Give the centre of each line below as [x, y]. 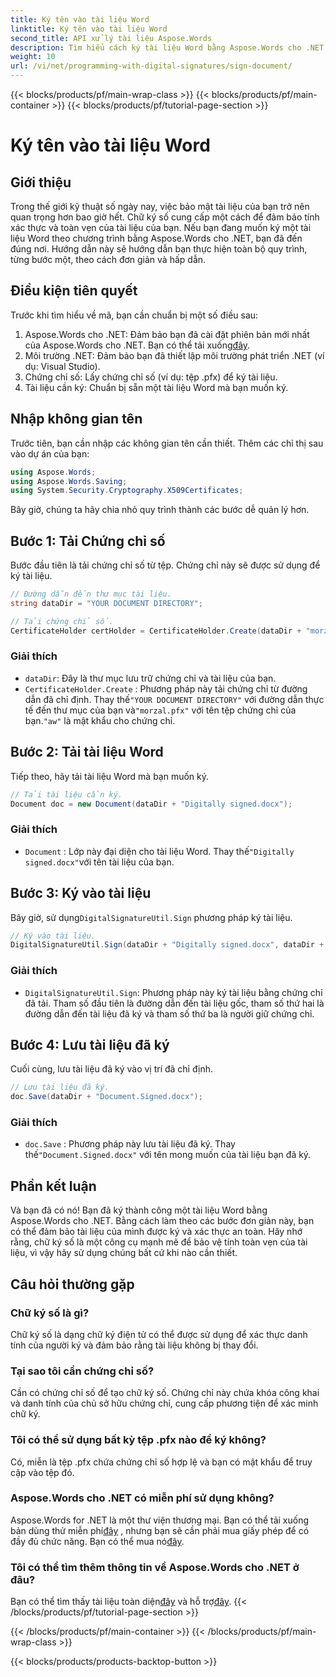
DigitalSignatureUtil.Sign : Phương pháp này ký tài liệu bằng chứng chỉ [173, 992]
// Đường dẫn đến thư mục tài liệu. [91, 594]
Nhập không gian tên [76, 419]
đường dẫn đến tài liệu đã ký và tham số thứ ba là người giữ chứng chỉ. [169, 1013]
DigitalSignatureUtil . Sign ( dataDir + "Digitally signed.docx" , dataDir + [167, 945]
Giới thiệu [41, 182]
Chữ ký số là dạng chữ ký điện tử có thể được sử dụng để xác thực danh [159, 1334]
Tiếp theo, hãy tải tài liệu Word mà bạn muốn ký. [110, 776]
